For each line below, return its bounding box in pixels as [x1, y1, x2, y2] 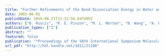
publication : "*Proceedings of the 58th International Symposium [5, 39, 141, 44]
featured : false [5, 35, 38, 39]
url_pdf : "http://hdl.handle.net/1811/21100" [5, 43, 99, 48]
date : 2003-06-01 [5, 12, 41, 17]
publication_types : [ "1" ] [5, 25, 58, 30]
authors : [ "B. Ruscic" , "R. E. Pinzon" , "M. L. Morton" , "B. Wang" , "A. [5, 20, 156, 26]
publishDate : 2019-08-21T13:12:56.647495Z [5, 16, 93, 21]
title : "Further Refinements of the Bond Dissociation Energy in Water [5, 7, 154, 12]
